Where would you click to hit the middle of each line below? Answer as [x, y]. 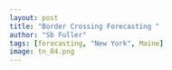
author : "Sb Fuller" [48, 35]
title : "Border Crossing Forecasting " [85, 26]
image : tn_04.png [42, 52]
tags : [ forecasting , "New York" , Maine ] [87, 43]
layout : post [34, 18]
